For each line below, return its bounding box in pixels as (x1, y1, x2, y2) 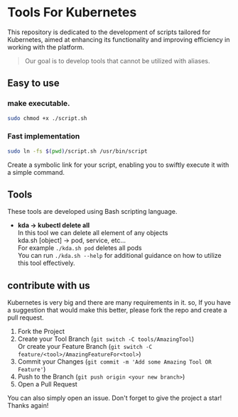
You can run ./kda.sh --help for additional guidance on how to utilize (17, 251, 222, 260)
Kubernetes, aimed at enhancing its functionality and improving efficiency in (7, 35, 230, 43)
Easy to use (7, 77, 60, 90)
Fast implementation (7, 131, 80, 141)
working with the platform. (7, 43, 85, 51)
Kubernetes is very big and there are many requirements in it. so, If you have (7, 298, 232, 307)
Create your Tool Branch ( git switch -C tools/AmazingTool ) (17, 335, 195, 343)
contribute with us (7, 279, 90, 291)
